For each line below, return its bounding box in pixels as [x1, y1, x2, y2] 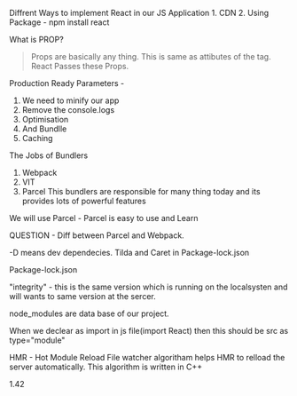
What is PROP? [9, 35, 64, 44]
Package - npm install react [9, 17, 110, 28]
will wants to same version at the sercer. [9, 291, 157, 301]
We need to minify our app [21, 95, 120, 106]
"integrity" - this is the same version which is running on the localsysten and [9, 281, 288, 292]
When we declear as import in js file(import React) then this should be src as [9, 326, 289, 336]
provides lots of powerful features [21, 195, 146, 206]
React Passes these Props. [30, 61, 129, 71]
